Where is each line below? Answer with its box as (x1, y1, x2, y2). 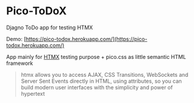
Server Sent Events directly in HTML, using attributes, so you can (20, 77, 182, 85)
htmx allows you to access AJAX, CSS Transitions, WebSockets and (20, 71, 189, 78)
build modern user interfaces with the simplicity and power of (20, 83, 173, 90)
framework (6, 60, 34, 67)
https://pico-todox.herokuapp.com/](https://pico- (26, 35, 148, 42)
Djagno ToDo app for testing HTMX (6, 24, 93, 31)
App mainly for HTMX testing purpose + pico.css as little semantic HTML (6, 53, 187, 60)
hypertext (20, 90, 45, 97)
